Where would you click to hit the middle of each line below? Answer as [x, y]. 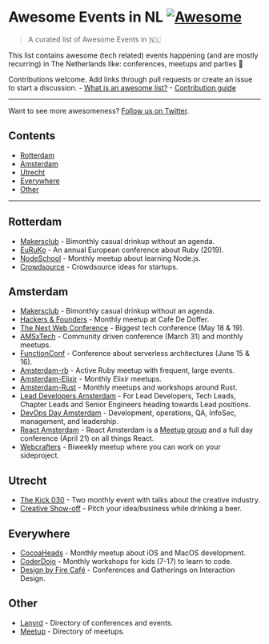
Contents [32, 136]
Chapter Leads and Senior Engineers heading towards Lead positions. [135, 405]
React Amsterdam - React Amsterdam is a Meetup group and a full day [137, 430]
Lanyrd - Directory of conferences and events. [96, 622]
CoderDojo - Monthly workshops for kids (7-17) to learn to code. [126, 561]
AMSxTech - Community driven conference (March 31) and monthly [131, 337]
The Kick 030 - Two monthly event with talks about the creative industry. [140, 500]
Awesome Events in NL [86, 17]
